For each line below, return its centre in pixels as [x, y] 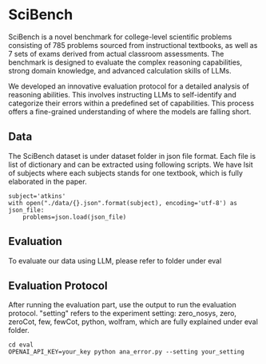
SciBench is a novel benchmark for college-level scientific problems [120, 37]
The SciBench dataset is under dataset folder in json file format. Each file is [132, 156]
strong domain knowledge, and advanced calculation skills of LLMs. [120, 70]
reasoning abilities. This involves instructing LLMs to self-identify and [123, 94]
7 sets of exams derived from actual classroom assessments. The [116, 53]
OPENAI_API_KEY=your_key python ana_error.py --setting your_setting [127, 352]
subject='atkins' [37, 196]
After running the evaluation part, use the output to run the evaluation [123, 305]
